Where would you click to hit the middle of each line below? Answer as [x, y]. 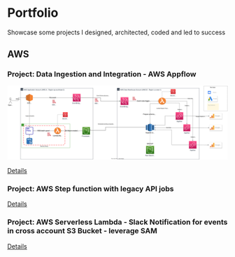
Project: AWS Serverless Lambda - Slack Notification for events [117, 222]
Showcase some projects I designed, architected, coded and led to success [116, 32]
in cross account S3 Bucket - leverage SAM [82, 231]
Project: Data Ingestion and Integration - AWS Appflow [102, 74]
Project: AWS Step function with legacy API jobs [91, 188]
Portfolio [33, 13]
